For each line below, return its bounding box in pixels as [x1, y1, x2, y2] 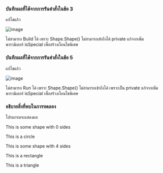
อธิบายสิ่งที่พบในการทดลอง [5, 103, 56, 110]
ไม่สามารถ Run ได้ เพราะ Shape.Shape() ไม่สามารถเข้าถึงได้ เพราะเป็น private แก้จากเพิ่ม [5, 85, 158, 91]
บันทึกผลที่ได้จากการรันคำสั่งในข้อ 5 [5, 54, 73, 61]
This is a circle [5, 134, 35, 139]
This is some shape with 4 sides [5, 143, 71, 149]
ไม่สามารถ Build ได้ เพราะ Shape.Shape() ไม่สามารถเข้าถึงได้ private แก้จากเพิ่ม [5, 36, 144, 42]
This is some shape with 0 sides [5, 124, 71, 130]
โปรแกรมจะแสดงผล [5, 114, 38, 120]
